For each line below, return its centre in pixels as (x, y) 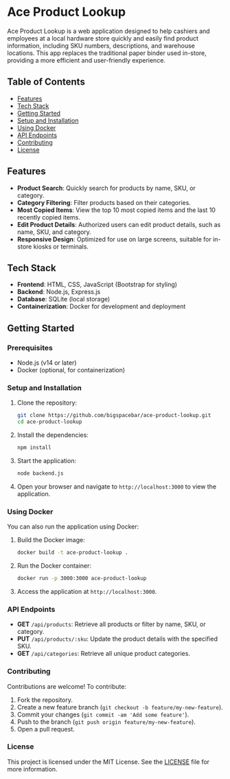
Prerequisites (30, 348)
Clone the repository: (47, 403)
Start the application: (47, 460)
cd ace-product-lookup (49, 422)
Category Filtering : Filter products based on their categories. (104, 202)
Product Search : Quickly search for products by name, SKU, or (106, 188)
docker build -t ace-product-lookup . (72, 553)
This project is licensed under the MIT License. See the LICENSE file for (108, 762)
